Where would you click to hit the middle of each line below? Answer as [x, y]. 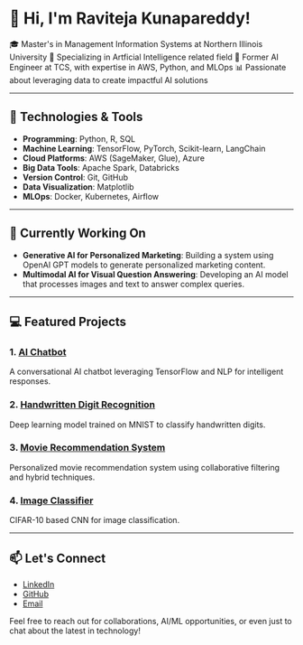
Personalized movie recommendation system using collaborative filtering [145, 467]
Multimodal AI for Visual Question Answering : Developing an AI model [155, 274]
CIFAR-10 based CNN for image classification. [95, 520]
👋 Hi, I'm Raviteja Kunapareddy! [130, 19]
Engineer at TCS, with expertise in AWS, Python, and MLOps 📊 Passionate [148, 67]
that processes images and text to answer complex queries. [133, 284]
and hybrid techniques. [52, 477]
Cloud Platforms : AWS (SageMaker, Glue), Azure [114, 158]
